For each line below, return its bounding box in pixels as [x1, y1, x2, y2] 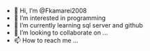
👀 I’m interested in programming [13, 14, 106, 22]
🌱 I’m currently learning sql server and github [13, 21, 144, 29]
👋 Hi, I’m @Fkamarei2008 [13, 7, 87, 14]
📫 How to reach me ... [13, 37, 78, 44]
